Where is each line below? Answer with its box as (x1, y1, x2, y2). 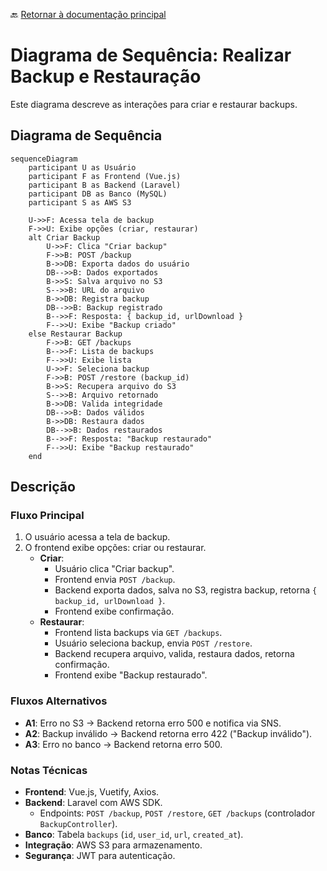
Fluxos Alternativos (10, 694, 108, 708)
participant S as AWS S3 (28, 197, 132, 208)
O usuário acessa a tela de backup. (24, 531, 171, 543)
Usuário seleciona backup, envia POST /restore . (54, 637, 253, 649)
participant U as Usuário (28, 162, 137, 173)
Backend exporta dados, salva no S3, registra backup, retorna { (54, 584, 318, 596)
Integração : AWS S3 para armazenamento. (24, 839, 203, 851)
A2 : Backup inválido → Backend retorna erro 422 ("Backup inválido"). (24, 727, 313, 739)
